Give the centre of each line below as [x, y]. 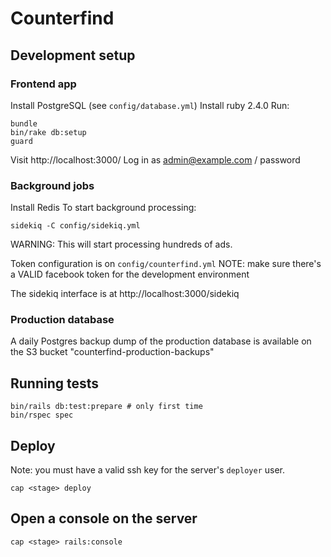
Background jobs [52, 185]
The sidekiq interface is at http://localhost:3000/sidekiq [125, 294]
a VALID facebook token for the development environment [130, 274]
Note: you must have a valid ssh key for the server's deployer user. [148, 470]
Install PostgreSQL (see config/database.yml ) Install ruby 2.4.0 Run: [150, 105]
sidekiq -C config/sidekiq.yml [75, 226]
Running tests [55, 383]
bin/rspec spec [42, 415]
